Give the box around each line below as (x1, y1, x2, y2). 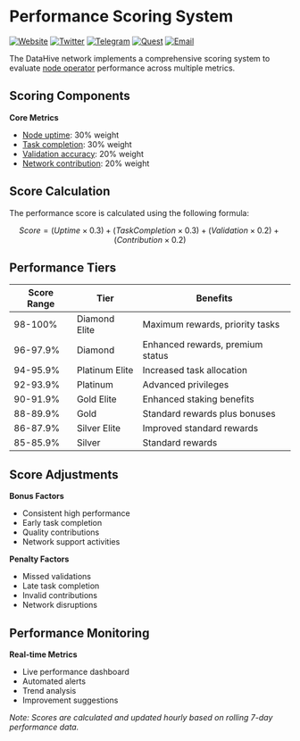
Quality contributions (21, 527, 100, 537)
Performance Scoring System (9, 6, 234, 27)
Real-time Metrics (9, 649, 78, 660)
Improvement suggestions (21, 695, 119, 705)
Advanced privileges (142, 379, 229, 391)
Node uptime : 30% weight (21, 129, 120, 140)
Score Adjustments (9, 467, 119, 482)
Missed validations (21, 571, 92, 582)
